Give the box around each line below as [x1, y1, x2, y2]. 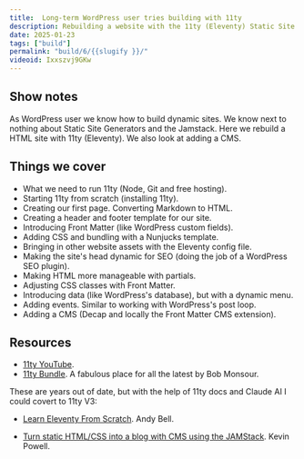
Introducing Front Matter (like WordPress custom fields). [22, 222, 234, 233]
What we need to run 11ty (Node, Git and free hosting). [22, 183, 228, 194]
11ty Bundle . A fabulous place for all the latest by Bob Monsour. [22, 369, 259, 380]
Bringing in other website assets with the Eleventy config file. [22, 241, 252, 252]
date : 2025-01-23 [9, 30, 76, 39]
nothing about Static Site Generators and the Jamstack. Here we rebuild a [9, 123, 286, 134]
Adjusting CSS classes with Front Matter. [22, 279, 176, 291]
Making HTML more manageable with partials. [22, 270, 197, 281]
